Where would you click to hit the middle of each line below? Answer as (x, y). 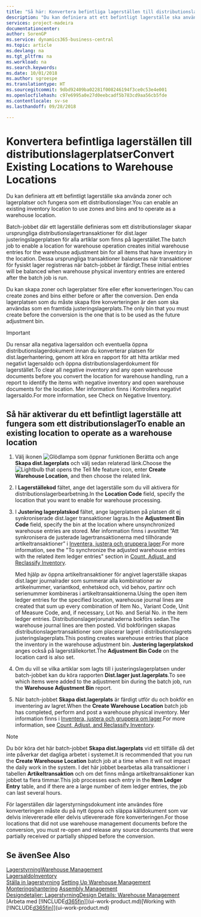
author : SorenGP (26, 34)
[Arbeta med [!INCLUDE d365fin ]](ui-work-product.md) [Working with (91, 901)
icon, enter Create (143, 470)
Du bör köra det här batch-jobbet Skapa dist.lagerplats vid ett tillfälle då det (100, 748)
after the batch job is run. (37, 278)
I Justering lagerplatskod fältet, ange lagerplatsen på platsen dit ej (98, 512)
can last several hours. (34, 793)
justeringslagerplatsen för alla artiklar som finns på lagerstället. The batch (96, 240)
